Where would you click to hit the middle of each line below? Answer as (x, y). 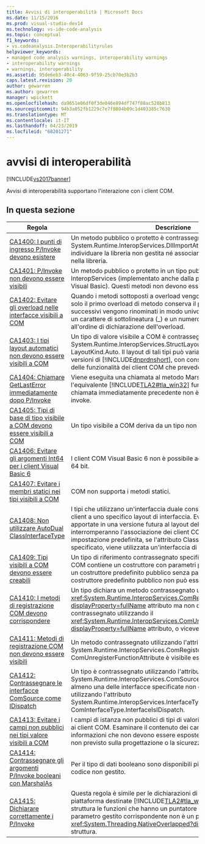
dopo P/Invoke (30, 400)
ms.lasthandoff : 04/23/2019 (42, 126)
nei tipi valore (29, 735)
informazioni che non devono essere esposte (135, 735)
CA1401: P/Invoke (36, 270)
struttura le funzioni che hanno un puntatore (134, 808)
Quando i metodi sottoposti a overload (126, 296)
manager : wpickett (30, 97)
